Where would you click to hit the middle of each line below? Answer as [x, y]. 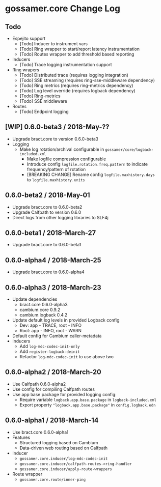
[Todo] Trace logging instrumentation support [66, 65]
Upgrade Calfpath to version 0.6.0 [47, 212]
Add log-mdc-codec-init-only [50, 346]
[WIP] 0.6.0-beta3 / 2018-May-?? [57, 127]
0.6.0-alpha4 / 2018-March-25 [53, 260]
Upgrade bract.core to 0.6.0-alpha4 [48, 272]
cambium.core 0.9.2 [40, 310]
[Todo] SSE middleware [43, 101]
